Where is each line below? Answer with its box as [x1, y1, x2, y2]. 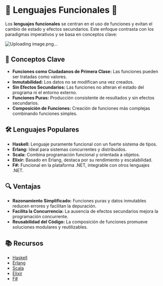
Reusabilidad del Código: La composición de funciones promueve [12, 219, 148, 225]
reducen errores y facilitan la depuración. [12, 203, 97, 209]
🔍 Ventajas [5, 182, 41, 191]
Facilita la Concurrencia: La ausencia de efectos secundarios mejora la [12, 208, 159, 214]
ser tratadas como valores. [12, 74, 67, 80]
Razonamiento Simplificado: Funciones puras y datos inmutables [12, 198, 147, 204]
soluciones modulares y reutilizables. [12, 224, 88, 230]
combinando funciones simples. [12, 110, 78, 116]
